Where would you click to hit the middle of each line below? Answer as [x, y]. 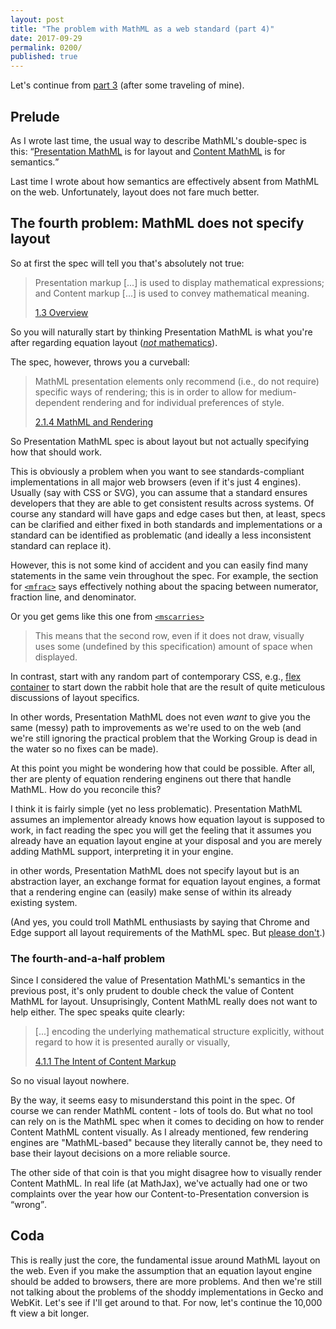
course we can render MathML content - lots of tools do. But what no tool [161, 1111]
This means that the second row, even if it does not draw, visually [169, 635]
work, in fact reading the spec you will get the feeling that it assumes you [161, 830]
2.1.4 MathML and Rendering [94, 422]
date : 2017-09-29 [46, 38]
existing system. [44, 902]
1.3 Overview [61, 312]
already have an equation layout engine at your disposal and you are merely [166, 840]
